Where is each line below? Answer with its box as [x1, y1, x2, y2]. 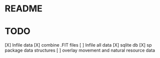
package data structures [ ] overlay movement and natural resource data [5, 48, 155, 54]
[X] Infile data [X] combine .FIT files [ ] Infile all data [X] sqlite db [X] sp [5, 42, 152, 48]
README [5, 3, 43, 14]
